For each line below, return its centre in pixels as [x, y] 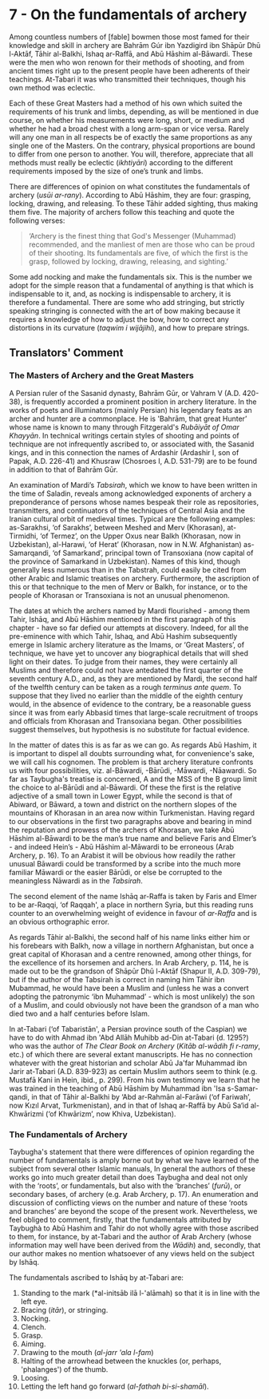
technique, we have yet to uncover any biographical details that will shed [129, 653]
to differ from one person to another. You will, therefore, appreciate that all [131, 154]
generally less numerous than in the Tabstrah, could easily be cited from [128, 569]
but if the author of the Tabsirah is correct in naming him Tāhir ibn [117, 979]
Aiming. [33, 1344]
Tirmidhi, [24, 536]
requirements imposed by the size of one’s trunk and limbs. [106, 171]
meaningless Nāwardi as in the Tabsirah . [76, 881]
